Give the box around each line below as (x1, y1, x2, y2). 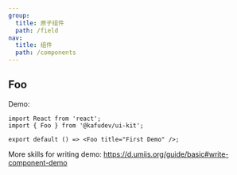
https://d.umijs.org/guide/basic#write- (103, 149, 229, 159)
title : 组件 (15, 41, 53, 49)
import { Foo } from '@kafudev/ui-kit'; (8, 121, 145, 130)
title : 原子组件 (15, 19, 65, 27)
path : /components (15, 49, 77, 56)
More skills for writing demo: (8, 149, 102, 159)
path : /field (15, 26, 59, 34)
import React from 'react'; (8, 115, 102, 122)
